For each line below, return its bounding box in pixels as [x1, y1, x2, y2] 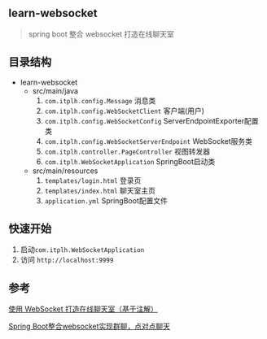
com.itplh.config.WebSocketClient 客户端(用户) [44, 106, 205, 115]
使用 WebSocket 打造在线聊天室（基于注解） [8, 304, 159, 314]
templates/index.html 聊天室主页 [44, 185, 156, 195]
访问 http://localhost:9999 [20, 255, 114, 265]
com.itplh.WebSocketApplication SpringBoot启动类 [44, 156, 216, 166]
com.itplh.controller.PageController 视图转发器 [44, 146, 210, 156]
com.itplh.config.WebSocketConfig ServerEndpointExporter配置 [44, 115, 259, 125]
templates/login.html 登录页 [44, 175, 142, 185]
